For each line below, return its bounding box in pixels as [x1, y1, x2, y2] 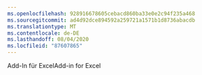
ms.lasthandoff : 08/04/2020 [7, 36, 89, 43]
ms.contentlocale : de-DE [7, 29, 80, 37]
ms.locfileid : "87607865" [7, 42, 82, 49]
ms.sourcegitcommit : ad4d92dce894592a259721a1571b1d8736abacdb [7, 17, 196, 24]
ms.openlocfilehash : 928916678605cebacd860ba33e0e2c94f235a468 [7, 10, 196, 17]
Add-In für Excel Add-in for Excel [7, 62, 101, 69]
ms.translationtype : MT [7, 23, 77, 30]
